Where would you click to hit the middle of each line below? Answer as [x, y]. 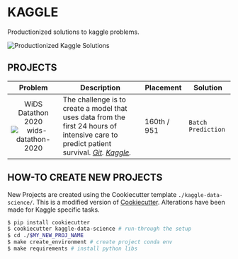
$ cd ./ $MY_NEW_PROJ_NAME [45, 236]
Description [100, 88]
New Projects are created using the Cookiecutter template [92, 194]
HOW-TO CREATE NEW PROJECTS [85, 177]
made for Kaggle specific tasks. [54, 210]
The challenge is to [94, 100]
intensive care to [90, 135]
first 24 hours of [90, 126]
